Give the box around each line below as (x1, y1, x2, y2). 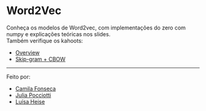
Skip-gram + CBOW (15, 55, 66, 63)
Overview (15, 48, 40, 56)
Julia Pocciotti (15, 91, 51, 99)
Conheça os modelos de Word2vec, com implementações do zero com (6, 24, 186, 31)
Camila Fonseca (15, 85, 56, 92)
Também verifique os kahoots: (6, 37, 83, 44)
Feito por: (6, 73, 31, 80)
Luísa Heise (15, 98, 45, 105)
